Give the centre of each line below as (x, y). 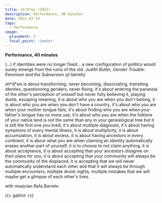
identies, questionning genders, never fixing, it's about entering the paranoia (81, 89)
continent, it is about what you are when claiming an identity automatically (79, 141)
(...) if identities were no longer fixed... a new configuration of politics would (80, 64)
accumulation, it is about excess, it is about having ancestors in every (74, 135)
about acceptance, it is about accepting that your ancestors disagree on (77, 151)
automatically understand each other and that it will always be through (75, 166)
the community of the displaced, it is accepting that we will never (70, 161)
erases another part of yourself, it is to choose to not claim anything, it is (77, 145)
